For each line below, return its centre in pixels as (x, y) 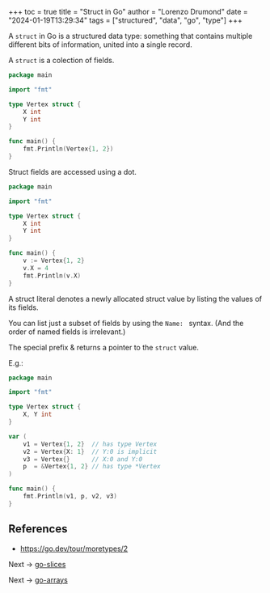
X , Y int (38, 415)
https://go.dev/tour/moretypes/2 (74, 549)
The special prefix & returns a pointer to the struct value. (104, 347)
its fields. (23, 307)
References (38, 529)
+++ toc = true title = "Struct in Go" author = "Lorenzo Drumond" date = (128, 12)
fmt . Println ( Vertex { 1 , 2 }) (68, 149)
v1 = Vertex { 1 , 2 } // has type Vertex (90, 444)
